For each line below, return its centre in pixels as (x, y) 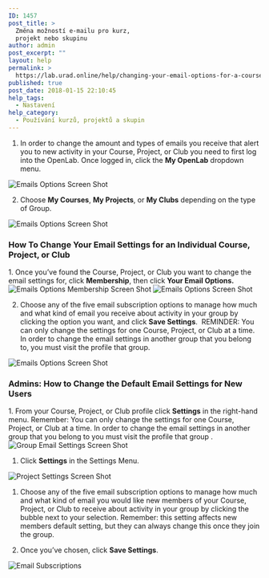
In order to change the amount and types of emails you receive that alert (139, 143)
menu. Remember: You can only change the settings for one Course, (121, 420)
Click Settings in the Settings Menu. (80, 461)
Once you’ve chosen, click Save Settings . (89, 550)
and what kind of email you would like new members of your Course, (133, 501)
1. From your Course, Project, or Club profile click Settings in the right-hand (133, 411)
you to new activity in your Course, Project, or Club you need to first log (138, 151)
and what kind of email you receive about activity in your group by (129, 313)
